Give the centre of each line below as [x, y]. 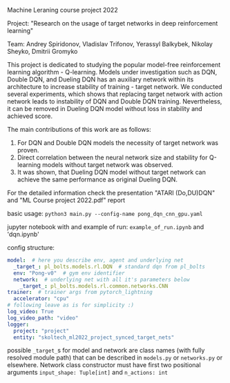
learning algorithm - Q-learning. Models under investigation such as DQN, [112, 72]
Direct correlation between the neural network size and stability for [113, 157]
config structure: [31, 247]
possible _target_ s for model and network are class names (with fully [106, 351]
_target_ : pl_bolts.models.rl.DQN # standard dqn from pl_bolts [109, 266]
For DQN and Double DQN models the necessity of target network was [118, 143]
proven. [28, 150]
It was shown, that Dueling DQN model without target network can [111, 172]
